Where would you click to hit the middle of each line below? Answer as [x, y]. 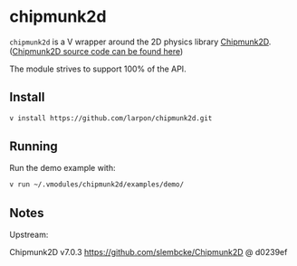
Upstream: [29, 235]
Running [34, 147]
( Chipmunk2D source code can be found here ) [96, 51]
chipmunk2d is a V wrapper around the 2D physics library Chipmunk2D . [140, 42]
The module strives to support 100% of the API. [98, 69]
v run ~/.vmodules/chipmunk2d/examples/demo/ [96, 185]
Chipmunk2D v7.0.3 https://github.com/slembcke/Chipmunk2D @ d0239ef [148, 252]
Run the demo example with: [62, 168]
